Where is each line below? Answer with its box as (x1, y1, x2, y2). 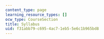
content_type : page (5, 7, 47, 13)
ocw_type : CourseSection (5, 17, 58, 22)
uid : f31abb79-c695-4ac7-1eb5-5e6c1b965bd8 (5, 26, 99, 31)
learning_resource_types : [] (5, 12, 67, 17)
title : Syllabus (5, 21, 40, 27)
